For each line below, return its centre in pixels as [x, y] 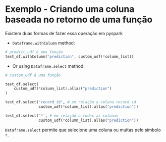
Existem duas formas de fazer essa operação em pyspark [64, 33]
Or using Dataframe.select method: [49, 66]
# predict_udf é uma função [34, 52]
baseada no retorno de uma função [79, 20]
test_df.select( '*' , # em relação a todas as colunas [62, 116]
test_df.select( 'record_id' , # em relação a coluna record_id [71, 102]
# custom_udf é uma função [33, 75]
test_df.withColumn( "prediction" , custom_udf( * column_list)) [70, 56]
